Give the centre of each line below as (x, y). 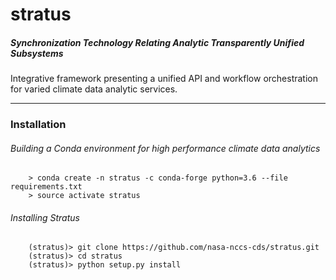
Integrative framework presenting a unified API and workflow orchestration (164, 79)
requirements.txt (46, 187)
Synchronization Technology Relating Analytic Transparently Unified (157, 42)
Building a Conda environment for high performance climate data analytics (165, 148)
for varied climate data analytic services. (94, 89)
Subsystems (37, 53)
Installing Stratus (45, 217)
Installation (38, 125)
